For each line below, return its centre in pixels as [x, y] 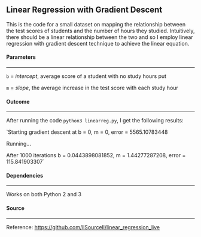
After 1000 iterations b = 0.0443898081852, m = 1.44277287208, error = [96, 155]
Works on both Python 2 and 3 [44, 194]
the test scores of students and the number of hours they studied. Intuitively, [100, 31]
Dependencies [25, 175]
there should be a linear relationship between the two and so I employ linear [100, 37]
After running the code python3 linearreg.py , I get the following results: [95, 121]
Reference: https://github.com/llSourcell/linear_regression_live [83, 227]
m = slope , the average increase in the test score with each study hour [92, 88]
